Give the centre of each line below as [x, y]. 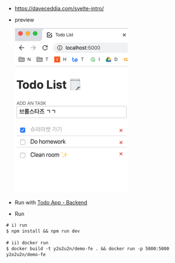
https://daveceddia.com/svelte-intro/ [59, 8]
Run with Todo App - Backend [51, 202]
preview [24, 20]
